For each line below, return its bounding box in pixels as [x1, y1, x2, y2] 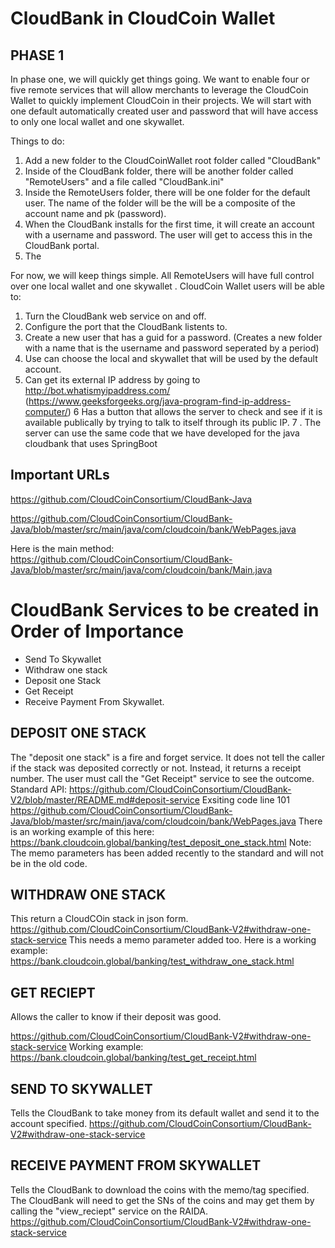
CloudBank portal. [24, 240, 100, 251]
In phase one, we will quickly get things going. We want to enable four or [10, 73, 310, 85]
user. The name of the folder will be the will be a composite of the [24, 197, 296, 209]
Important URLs [10, 467, 110, 484]
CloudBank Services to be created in [10, 599, 320, 621]
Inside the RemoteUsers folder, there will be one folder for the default [24, 187, 311, 198]
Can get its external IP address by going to [24, 374, 201, 386]
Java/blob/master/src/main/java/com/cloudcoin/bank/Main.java [10, 563, 273, 576]
